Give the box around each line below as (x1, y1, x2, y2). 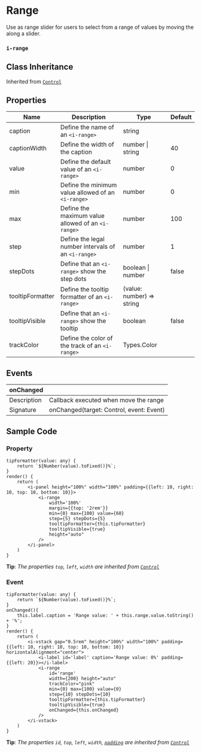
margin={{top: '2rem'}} (48, 505, 109, 511)
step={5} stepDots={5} (48, 515, 106, 521)
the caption (60, 148, 93, 156)
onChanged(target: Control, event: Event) (48, 406, 166, 414)
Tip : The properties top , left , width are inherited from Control (6, 563, 160, 570)
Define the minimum (60, 181, 117, 189)
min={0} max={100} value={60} (48, 510, 124, 517)
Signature (9, 406, 37, 414)
